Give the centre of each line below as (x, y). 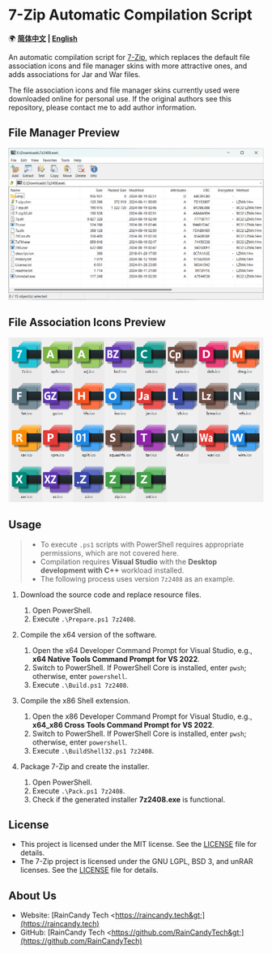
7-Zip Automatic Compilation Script (130, 15)
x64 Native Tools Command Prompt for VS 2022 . (116, 659)
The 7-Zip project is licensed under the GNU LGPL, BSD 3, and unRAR (136, 862)
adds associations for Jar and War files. (74, 74)
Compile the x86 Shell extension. (75, 700)
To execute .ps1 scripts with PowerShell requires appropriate (142, 544)
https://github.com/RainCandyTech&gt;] (178, 933)
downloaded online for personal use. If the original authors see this (120, 98)
